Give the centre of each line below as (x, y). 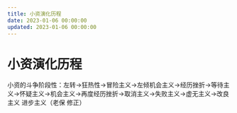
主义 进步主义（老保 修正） (46, 102)
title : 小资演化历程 (34, 14)
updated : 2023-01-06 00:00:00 (52, 27)
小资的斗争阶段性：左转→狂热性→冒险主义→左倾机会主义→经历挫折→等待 (115, 85)
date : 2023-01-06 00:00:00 (47, 20)
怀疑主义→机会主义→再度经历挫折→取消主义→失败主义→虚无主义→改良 (124, 94)
